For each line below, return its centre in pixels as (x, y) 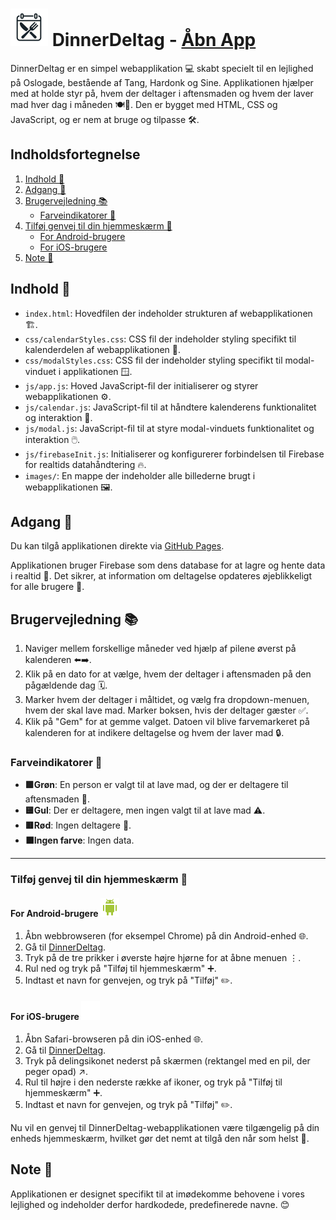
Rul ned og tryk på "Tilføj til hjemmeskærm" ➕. (120, 968)
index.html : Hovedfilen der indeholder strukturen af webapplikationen (168, 313)
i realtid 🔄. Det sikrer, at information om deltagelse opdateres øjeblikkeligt (161, 576)
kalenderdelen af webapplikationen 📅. (103, 349)
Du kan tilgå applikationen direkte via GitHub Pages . (117, 546)
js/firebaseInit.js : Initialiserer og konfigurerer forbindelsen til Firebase (174, 454)
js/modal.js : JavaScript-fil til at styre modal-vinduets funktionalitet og (169, 428)
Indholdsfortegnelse (75, 154)
